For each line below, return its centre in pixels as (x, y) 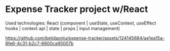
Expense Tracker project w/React (77, 9)
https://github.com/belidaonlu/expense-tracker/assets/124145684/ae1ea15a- (85, 38)
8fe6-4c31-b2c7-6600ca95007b (39, 43)
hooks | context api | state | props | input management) (63, 28)
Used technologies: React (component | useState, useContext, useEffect (81, 23)
